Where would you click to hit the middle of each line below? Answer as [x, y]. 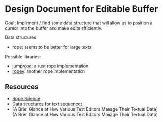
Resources [22, 87]
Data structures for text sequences [47, 104]
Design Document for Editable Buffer [81, 9]
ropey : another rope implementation [49, 71]
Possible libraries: [23, 56]
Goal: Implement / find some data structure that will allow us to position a [79, 23]
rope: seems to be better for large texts [52, 47]
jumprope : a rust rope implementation [50, 66]
